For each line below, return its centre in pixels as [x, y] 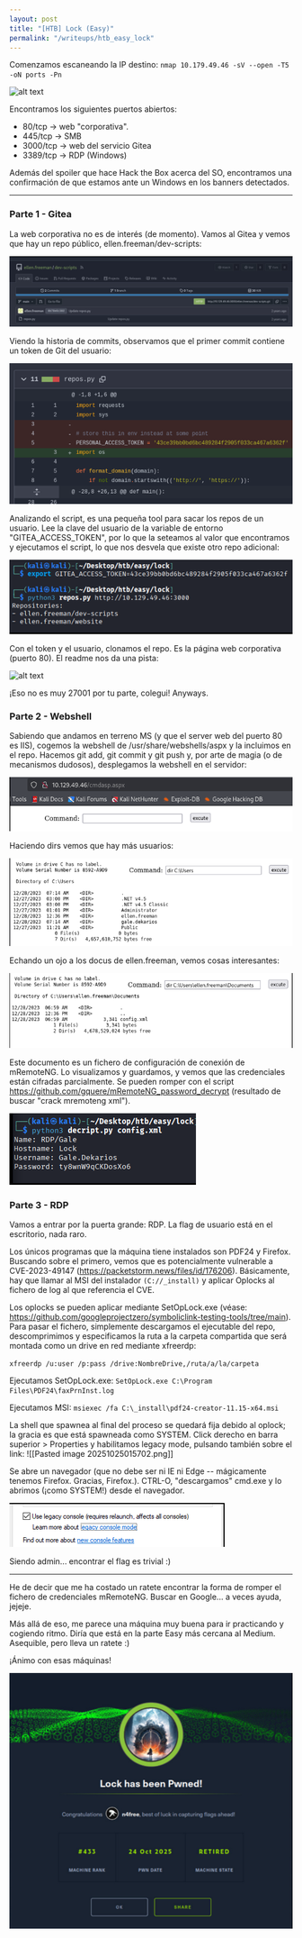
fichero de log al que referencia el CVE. [82, 1290]
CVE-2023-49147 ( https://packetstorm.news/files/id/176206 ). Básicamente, [150, 1271]
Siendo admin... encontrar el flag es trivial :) [90, 1561]
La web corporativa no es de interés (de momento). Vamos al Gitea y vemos [150, 233]
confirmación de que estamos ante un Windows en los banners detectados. [150, 182]
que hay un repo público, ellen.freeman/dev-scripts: [106, 243]
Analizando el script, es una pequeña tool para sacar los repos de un [137, 519]
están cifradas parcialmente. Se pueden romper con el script [122, 1081]
